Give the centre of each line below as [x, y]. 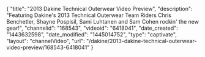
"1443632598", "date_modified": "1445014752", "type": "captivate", [92, 35]
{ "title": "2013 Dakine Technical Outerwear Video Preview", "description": [99, 9]
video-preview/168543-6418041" [48, 47]
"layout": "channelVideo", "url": [46, 41]
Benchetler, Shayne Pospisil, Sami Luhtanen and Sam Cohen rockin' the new [102, 22]
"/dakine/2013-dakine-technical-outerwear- [141, 41]
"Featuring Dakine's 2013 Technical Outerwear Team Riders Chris [89, 15]
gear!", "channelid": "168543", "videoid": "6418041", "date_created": [92, 28]
